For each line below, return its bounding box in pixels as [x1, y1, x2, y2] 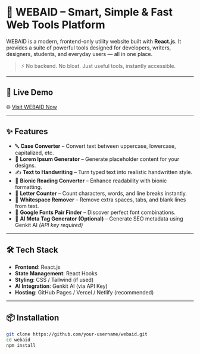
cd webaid [6, 337, 31, 343]
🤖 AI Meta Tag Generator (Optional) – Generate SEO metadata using [14, 215, 183, 222]
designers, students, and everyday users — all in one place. [6, 50, 153, 57]
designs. [14, 162, 36, 169]
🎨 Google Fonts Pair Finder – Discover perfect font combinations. [14, 209, 176, 216]
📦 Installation [6, 312, 60, 322]
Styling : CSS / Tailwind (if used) [14, 277, 94, 284]
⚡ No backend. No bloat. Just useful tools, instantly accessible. [20, 62, 176, 69]
